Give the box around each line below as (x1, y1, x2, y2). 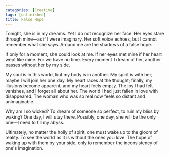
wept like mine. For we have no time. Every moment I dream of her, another (5, 57, 161, 63)
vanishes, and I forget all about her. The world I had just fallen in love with (5, 88, 158, 94)
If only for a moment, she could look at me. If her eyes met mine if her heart (5, 51, 162, 57)
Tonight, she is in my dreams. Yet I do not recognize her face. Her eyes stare (5, 31, 164, 37)
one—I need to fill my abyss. (5, 120, 65, 126)
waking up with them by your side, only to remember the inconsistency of (5, 140, 158, 146)
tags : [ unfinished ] (5, 12, 46, 17)
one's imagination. (5, 145, 44, 151)
